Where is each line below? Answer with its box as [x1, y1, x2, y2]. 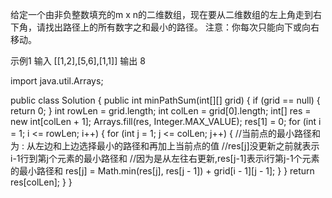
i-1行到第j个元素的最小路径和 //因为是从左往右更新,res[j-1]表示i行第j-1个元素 [10, 153, 320, 164]
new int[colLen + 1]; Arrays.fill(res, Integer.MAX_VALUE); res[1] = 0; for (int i [10, 116, 322, 127]
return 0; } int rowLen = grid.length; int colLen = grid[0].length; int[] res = [10, 105, 312, 117]
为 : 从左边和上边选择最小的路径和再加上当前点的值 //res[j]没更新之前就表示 [10, 140, 320, 152]
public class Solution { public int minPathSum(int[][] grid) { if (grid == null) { [10, 94, 321, 106]
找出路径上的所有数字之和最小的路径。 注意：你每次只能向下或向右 [44, 21, 320, 33]
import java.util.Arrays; [10, 75, 104, 87]
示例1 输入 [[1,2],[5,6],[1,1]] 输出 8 [10, 55, 146, 67]
